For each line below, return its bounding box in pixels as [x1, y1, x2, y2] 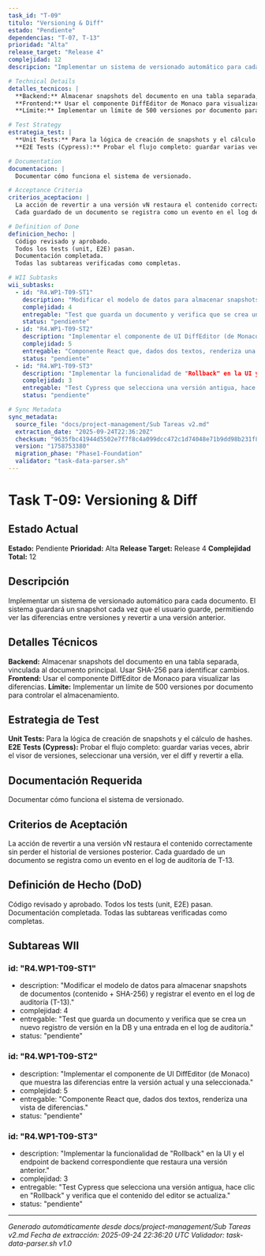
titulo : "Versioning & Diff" [8, 19, 104, 27]
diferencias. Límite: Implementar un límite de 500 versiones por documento [8, 682, 254, 691]
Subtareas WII [8, 939, 80, 953]
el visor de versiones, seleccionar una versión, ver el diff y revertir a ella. [8, 751, 244, 760]
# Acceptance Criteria [8, 187, 83, 195]
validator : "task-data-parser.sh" [15, 457, 129, 465]
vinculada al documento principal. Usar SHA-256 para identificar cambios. [8, 665, 250, 675]
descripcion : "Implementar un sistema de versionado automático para [8, 63, 242, 71]
